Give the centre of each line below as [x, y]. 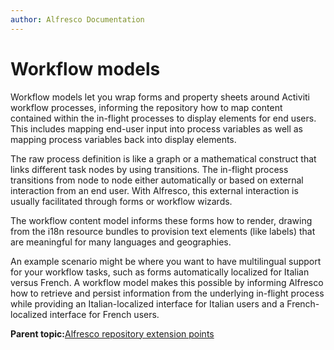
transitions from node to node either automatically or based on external [157, 180]
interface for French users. [104, 314]
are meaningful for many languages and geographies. [121, 242]
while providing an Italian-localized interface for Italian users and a [147, 303]
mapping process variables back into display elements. [123, 139]
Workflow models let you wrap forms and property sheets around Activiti [160, 97]
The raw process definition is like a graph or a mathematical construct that [163, 158]
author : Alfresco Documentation [77, 19]
